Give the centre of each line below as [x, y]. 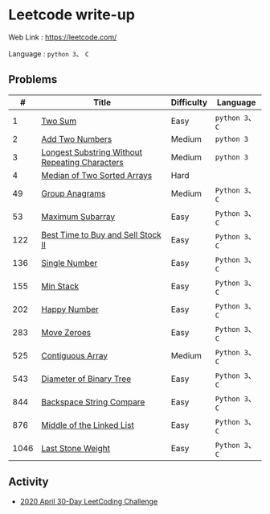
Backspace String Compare [93, 402]
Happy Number [70, 309]
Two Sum [59, 121]
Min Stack [60, 286]
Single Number [70, 263]
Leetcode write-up [72, 15]
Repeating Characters [82, 162]
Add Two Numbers [77, 139]
